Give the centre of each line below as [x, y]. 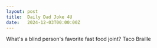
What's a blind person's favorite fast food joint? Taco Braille [79, 39]
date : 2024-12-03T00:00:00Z [43, 22]
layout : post [22, 11]
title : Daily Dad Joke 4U [39, 17]
